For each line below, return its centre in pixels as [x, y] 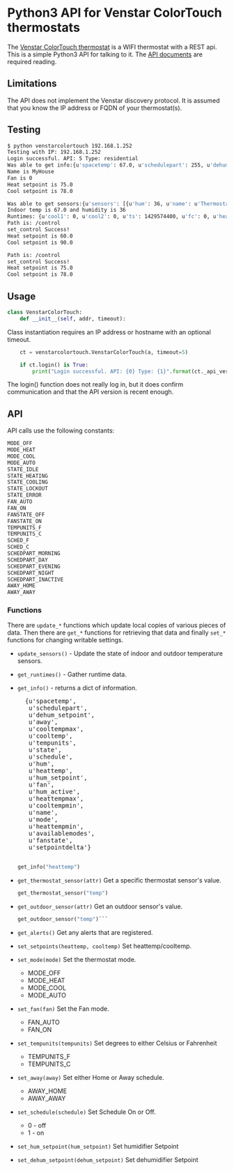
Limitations [32, 84]
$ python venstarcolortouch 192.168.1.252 [70, 146]
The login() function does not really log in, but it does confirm [95, 385]
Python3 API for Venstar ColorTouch [115, 13]
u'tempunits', [53, 743]
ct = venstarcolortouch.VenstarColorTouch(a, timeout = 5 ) [104, 352]
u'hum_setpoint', [58, 778]
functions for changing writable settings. [65, 640]
